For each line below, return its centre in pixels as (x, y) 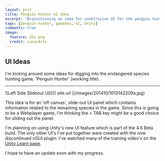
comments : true (21, 28)
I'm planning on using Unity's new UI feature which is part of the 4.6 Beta (79, 128)
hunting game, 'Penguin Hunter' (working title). (53, 79)
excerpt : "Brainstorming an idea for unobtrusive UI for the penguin (78, 19)
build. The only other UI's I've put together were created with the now (75, 133)
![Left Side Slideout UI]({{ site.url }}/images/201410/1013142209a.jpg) (75, 93)
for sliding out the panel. (30, 118)
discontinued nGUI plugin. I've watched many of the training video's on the (81, 138)
